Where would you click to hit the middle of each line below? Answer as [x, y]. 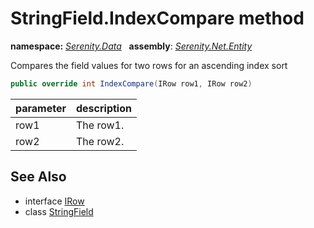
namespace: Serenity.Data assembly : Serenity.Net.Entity [131, 46]
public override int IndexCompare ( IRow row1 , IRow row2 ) [131, 83]
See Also [38, 177]
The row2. [100, 141]
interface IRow [54, 201]
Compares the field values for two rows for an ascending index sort [149, 65]
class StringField [59, 211]
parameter [41, 108]
